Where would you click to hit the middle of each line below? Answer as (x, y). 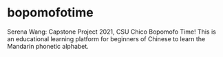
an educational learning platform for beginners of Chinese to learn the (106, 38)
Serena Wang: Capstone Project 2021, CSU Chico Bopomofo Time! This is (112, 32)
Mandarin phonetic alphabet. (48, 46)
